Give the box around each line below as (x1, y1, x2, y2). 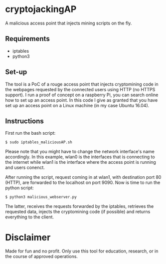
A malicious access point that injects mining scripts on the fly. (5, 20, 132, 26)
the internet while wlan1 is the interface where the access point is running (5, 159, 156, 165)
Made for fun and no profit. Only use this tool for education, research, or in (5, 248, 159, 254)
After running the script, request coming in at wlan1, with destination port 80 (5, 174, 162, 180)
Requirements (5, 35, 50, 43)
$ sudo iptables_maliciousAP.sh (5, 140, 72, 145)
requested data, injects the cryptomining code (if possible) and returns (5, 209, 151, 215)
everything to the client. (5, 214, 54, 220)
